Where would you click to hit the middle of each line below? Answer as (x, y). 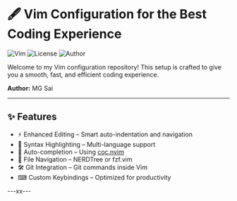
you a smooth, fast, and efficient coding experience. (83, 74)
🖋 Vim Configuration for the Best (107, 14)
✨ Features (32, 117)
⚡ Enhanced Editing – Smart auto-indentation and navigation (105, 134)
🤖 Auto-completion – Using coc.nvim (71, 152)
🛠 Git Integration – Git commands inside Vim (83, 167)
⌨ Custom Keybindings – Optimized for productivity (94, 177)
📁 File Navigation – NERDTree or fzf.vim (75, 159)
